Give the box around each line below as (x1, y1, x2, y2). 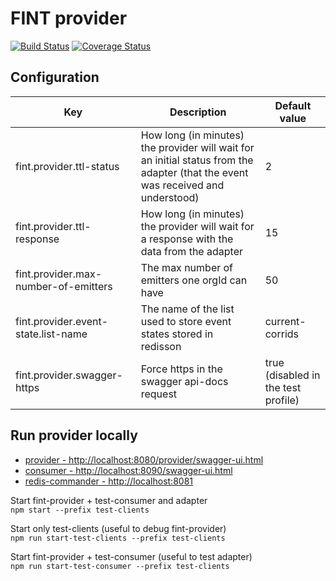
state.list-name (15, 327, 88, 341)
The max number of (140, 260, 234, 274)
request (140, 387, 178, 401)
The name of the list (140, 302, 235, 316)
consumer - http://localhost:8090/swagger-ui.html (24, 464, 233, 476)
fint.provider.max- (15, 267, 103, 281)
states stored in (140, 327, 214, 341)
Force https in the (140, 362, 223, 376)
